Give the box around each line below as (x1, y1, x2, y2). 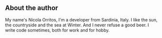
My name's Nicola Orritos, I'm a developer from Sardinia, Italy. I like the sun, (5, 17, 158, 22)
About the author (5, 4, 59, 12)
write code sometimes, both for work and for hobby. (5, 27, 110, 33)
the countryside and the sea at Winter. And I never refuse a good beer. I (5, 22, 149, 28)
